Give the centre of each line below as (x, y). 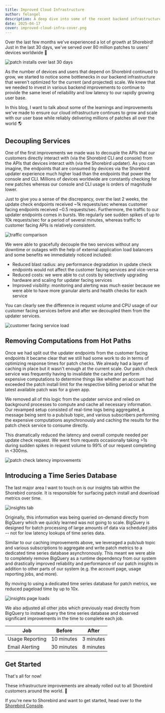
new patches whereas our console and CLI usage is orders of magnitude (79, 184)
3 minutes (94, 638)
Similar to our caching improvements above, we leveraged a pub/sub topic (80, 542)
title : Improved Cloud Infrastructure (45, 10)
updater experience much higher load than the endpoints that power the (78, 174)
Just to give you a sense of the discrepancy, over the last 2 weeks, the (77, 199)
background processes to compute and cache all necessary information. (79, 404)
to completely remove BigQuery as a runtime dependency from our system (81, 558)
